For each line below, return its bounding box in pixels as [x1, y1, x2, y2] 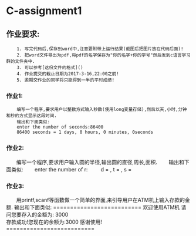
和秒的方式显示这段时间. [6, 113, 57, 119]
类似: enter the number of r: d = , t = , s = [11, 166, 132, 173]
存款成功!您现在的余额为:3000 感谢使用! [6, 218, 103, 225]
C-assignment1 [6, 4, 82, 18]
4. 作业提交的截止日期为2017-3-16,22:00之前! [16, 71, 119, 77]
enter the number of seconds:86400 [16, 124, 104, 130]
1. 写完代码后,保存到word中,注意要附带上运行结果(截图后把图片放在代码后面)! [16, 46, 184, 52]
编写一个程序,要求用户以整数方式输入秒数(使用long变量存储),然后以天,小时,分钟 [16, 107, 187, 113]
